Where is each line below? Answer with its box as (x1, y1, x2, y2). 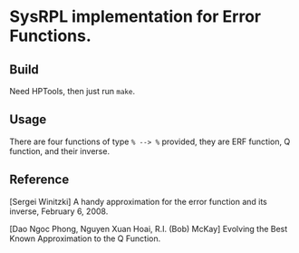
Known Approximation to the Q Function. (9, 233, 161, 244)
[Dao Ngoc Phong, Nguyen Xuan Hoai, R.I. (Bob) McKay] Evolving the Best (9, 223, 288, 234)
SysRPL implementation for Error (9, 6, 261, 27)
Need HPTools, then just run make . (9, 86, 136, 96)
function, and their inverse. (9, 145, 111, 156)
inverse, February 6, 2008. (9, 206, 109, 217)
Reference (9, 172, 70, 188)
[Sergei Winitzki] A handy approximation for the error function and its (9, 196, 267, 207)
